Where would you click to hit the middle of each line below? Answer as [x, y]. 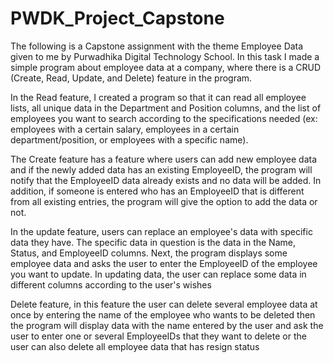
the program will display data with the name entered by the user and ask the [167, 325]
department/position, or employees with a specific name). [129, 139]
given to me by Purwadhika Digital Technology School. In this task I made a [165, 56]
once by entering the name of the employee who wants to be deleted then [163, 314]
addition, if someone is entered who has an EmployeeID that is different [157, 191]
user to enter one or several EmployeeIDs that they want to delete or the [158, 336]
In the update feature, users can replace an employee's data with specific [161, 231]
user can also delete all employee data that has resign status [135, 346]
